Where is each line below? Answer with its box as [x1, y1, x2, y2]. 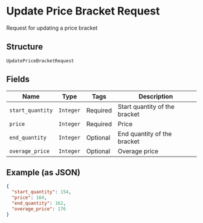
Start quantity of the [117, 102, 175, 111]
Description [138, 92, 173, 100]
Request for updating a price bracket [6, 24, 98, 31]
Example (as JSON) [6, 167, 80, 178]
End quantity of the [117, 129, 172, 138]
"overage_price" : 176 [11, 205, 66, 212]
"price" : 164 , [11, 195, 47, 201]
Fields [6, 74, 30, 85]
